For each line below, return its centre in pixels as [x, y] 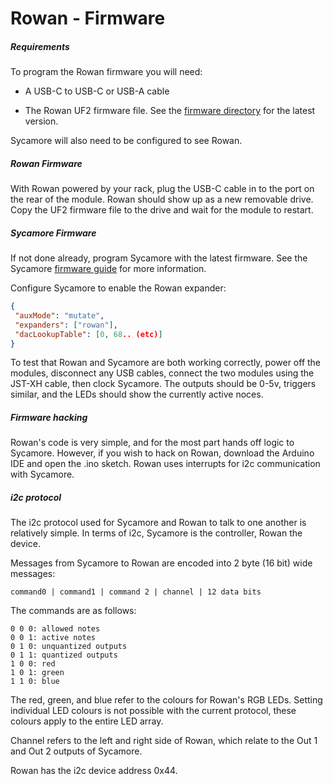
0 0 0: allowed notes [55, 629]
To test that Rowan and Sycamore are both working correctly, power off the [166, 363]
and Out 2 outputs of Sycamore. [76, 751]
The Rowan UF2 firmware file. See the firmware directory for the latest [170, 111]
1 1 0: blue [35, 682]
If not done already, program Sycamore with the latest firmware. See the [159, 258]
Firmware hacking [49, 418]
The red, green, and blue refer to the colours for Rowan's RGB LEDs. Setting [166, 700]
